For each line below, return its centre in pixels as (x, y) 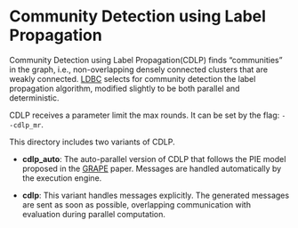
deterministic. (34, 98)
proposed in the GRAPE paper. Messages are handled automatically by (152, 168)
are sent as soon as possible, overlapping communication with (137, 204)
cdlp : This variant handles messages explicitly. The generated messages (156, 195)
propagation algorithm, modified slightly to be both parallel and (125, 88)
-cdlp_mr (25, 125)
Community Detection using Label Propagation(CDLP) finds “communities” (146, 60)
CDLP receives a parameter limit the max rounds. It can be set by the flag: (145, 115)
